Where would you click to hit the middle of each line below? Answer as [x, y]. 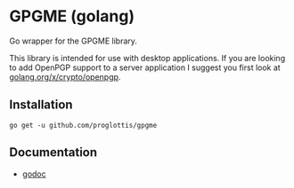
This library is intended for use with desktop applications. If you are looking [147, 58]
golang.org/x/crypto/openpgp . [65, 76]
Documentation [53, 153]
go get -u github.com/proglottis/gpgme [83, 125]
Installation [41, 105]
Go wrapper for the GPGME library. [73, 41]
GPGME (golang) [72, 16]
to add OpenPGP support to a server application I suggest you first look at [145, 67]
